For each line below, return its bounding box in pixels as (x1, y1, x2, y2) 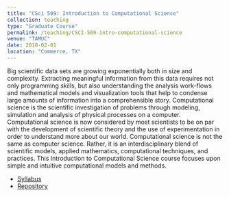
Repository (16, 182, 48, 190)
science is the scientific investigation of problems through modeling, (7, 103, 200, 111)
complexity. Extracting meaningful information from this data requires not (7, 74, 214, 82)
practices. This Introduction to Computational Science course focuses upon (7, 154, 221, 162)
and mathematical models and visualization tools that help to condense (7, 88, 208, 96)
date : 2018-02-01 (7, 42, 57, 49)
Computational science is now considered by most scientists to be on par (7, 118, 215, 126)
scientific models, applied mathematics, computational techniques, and (7, 146, 208, 155)
